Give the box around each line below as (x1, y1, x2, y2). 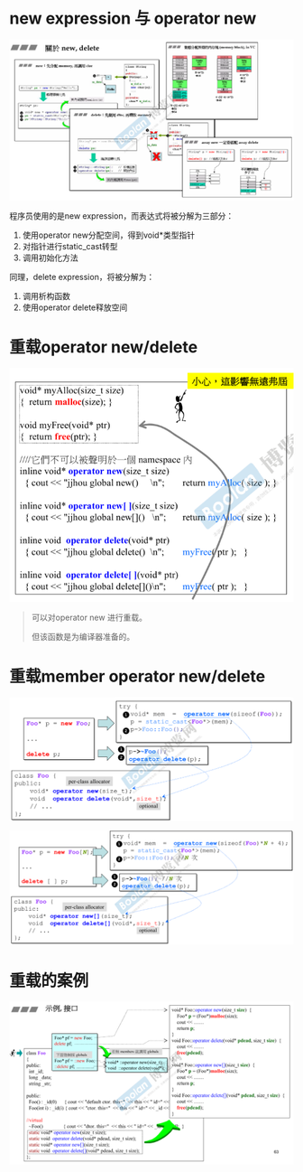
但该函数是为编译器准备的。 (31, 632, 135, 642)
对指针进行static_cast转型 (22, 240, 119, 251)
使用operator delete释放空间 (22, 302, 128, 313)
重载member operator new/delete (9, 666, 266, 687)
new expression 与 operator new (9, 8, 257, 29)
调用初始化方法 (22, 252, 78, 263)
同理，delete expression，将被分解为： (9, 271, 155, 282)
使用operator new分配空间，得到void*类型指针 (22, 230, 196, 240)
